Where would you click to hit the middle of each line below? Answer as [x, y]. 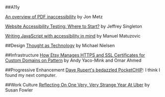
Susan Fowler [19, 90]
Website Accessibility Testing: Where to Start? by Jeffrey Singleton [74, 26]
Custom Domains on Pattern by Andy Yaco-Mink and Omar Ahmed [73, 60]
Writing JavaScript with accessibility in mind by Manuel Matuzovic [73, 36]
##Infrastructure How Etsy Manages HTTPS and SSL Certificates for [75, 55]
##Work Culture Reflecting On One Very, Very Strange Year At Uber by [78, 85]
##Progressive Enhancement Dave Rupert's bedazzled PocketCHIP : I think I [83, 70]
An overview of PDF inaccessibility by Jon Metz [54, 17]
